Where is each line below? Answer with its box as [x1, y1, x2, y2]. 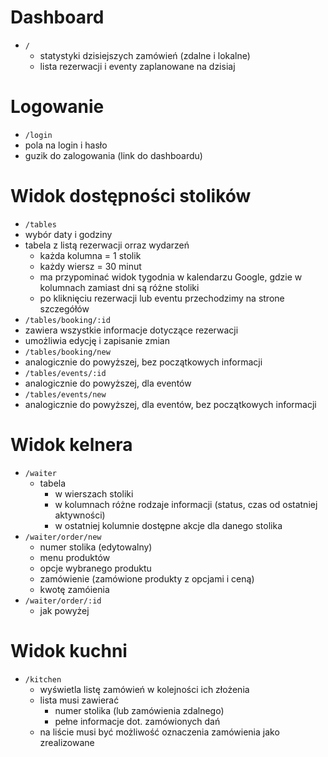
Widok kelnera [10, 434, 133, 456]
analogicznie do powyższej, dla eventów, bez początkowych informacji [24, 398, 317, 410]
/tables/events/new [24, 389, 107, 400]
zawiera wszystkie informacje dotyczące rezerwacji [24, 324, 239, 336]
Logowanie [10, 96, 105, 118]
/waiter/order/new [24, 532, 102, 542]
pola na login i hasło [24, 139, 108, 151]
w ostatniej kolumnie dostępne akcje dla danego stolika [54, 519, 283, 531]
